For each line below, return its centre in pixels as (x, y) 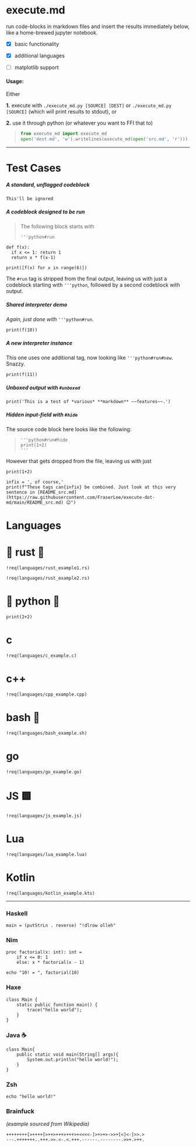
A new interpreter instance (39, 343)
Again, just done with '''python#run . (50, 319)
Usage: (15, 81)
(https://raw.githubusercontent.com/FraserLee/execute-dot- (81, 498)
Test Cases (34, 168)
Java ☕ (16, 1035)
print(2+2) (19, 617)
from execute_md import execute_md (64, 134)
